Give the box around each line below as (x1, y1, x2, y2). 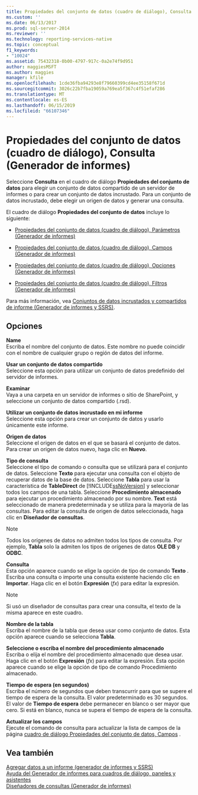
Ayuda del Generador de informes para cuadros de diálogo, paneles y (6, 770, 176, 777)
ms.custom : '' (6, 14, 41, 20)
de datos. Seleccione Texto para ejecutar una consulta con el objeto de (6, 470, 180, 477)
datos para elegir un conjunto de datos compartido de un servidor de (6, 184, 175, 191)
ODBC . (6, 550, 23, 557)
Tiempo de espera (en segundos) (6, 681, 90, 688)
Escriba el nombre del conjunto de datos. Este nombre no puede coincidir (6, 343, 185, 350)
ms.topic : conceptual (6, 42, 60, 48)
